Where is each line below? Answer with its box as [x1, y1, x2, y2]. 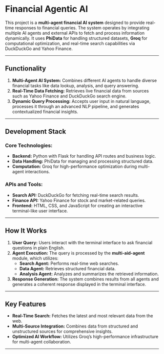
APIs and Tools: [5, 181, 43, 188]
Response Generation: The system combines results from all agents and [12, 276, 159, 282]
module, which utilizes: [12, 255, 59, 261]
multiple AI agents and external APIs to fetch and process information [5, 30, 145, 36]
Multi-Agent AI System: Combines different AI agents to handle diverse [12, 77, 157, 83]
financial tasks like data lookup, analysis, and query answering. [12, 82, 140, 89]
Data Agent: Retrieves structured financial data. [19, 265, 116, 271]
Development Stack [5, 127, 66, 136]
